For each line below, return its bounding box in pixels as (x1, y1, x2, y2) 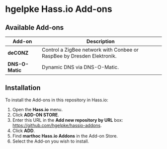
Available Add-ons (5, 23, 64, 32)
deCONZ (7, 50, 29, 56)
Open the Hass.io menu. (12, 106, 63, 112)
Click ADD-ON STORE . (12, 112, 59, 118)
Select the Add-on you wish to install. (12, 138, 89, 144)
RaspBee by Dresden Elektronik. (42, 53, 117, 59)
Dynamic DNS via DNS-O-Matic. (42, 64, 119, 71)
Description (86, 38, 115, 45)
